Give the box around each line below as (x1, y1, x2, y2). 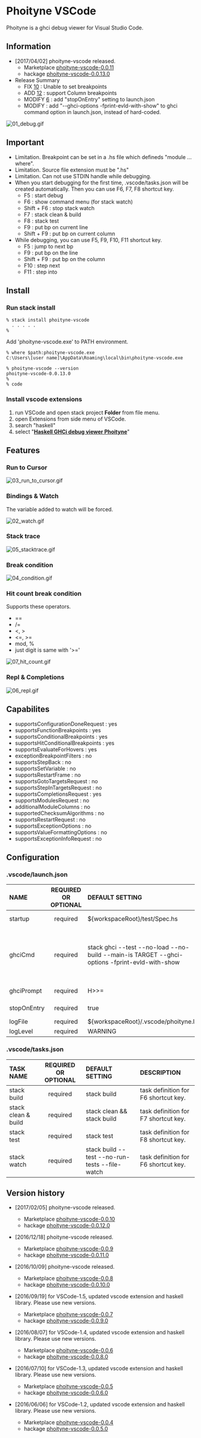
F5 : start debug (23, 191, 64, 199)
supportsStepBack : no (14, 758, 72, 766)
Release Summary (14, 76, 60, 83)
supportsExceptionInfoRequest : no (14, 835, 102, 842)
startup (9, 915, 30, 923)
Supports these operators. (6, 603, 71, 610)
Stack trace (6, 532, 41, 541)
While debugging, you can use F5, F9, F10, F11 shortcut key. (14, 236, 162, 244)
